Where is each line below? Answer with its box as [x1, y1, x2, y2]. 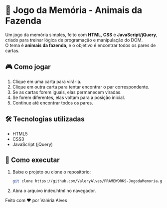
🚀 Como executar [5, 155, 60, 164]
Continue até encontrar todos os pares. [12, 99, 93, 105]
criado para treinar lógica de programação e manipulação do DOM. [5, 37, 143, 43]
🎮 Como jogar [5, 62, 51, 71]
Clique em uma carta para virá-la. [12, 78, 82, 84]
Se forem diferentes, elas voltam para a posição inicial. [12, 94, 126, 100]
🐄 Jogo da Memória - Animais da [5, 4, 143, 16]
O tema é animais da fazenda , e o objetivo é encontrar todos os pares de [5, 42, 156, 48]
